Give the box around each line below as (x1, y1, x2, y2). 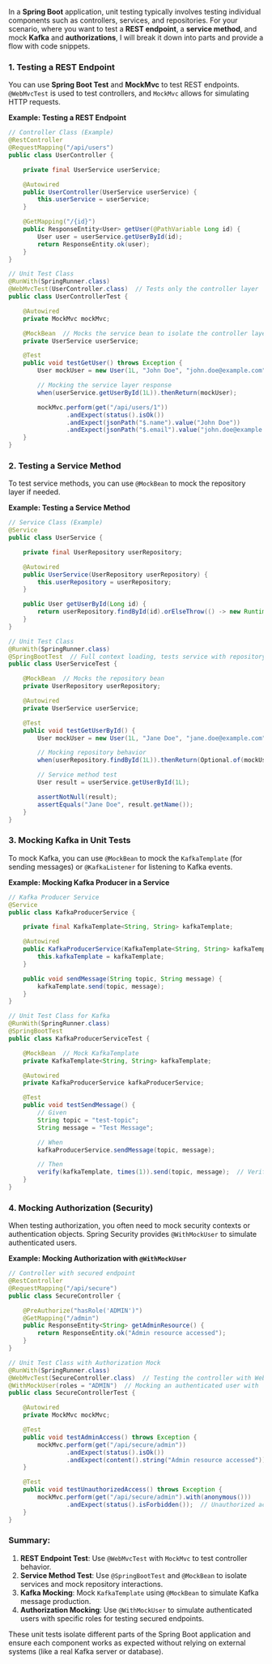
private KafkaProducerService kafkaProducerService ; (23, 1079, 205, 1087)
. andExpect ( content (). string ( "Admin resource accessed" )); (66, 1456, 270, 1464)
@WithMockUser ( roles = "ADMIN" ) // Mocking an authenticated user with (8, 1381, 259, 1389)
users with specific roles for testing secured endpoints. (19, 1613, 205, 1623)
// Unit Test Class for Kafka (8, 1012, 111, 1020)
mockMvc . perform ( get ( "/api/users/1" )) (37, 403, 168, 412)
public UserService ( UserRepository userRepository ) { (23, 571, 208, 579)
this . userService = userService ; (37, 195, 151, 203)
